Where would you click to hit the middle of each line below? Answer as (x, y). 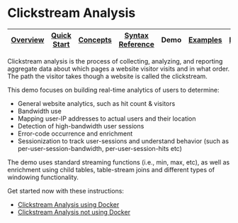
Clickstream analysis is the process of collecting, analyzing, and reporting (115, 61)
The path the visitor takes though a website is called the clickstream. (107, 76)
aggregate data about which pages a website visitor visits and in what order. (119, 68)
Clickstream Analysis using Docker (68, 204)
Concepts (95, 40)
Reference (136, 44)
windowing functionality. (43, 177)
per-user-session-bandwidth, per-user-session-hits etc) (100, 148)
